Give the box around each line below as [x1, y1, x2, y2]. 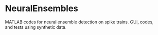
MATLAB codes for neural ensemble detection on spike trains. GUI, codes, [5, 19, 154, 25]
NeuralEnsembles [5, 3, 79, 14]
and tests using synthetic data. [5, 24, 67, 30]
